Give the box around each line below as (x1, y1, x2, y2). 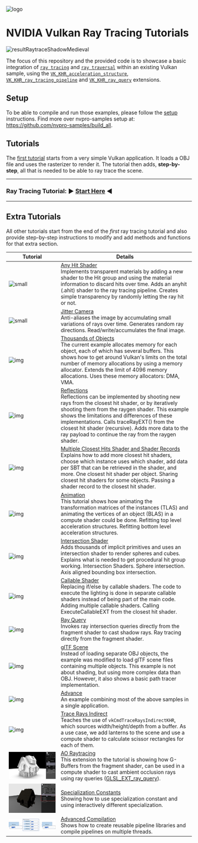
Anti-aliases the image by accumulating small (61, 314, 171, 321)
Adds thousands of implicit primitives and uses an (61, 543, 181, 550)
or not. (61, 299, 77, 307)
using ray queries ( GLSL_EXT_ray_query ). (61, 775, 161, 782)
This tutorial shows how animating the (61, 497, 153, 505)
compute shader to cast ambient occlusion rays (61, 769, 176, 776)
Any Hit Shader (61, 262, 97, 269)
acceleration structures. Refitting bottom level (61, 523, 171, 530)
